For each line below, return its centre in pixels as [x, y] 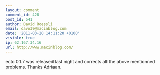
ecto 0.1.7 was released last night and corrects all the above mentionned [80, 61]
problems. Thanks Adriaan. [33, 67]
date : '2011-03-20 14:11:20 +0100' [43, 33]
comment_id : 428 [22, 15]
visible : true [20, 38]
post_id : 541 [19, 19]
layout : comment [22, 10]
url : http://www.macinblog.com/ [39, 47]
